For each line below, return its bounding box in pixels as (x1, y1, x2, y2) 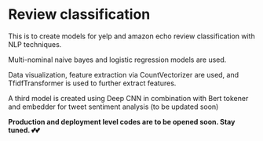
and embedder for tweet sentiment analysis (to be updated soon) (8, 102, 219, 111)
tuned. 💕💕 (8, 125, 41, 135)
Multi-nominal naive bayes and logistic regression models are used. (8, 55, 227, 64)
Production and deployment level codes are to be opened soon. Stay (8, 117, 236, 126)
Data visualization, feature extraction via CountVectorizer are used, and (8, 70, 239, 79)
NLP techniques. (8, 39, 62, 49)
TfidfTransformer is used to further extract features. (8, 78, 177, 88)
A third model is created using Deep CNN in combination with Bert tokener (8, 93, 249, 103)
